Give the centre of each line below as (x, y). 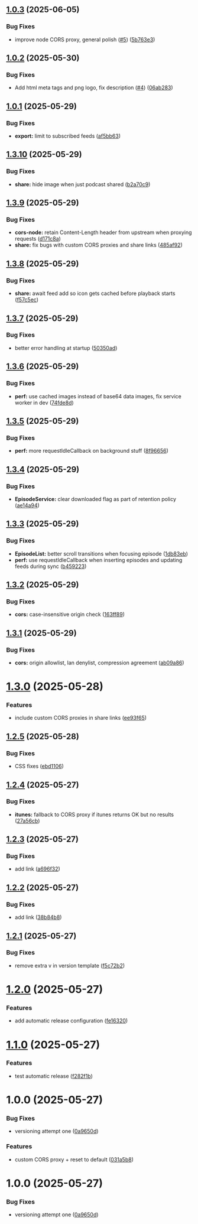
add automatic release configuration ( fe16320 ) (71, 1021)
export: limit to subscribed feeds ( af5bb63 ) (68, 136)
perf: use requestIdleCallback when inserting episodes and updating (98, 560)
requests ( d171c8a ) (38, 239)
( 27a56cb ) (27, 820)
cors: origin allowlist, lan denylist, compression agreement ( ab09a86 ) (99, 663)
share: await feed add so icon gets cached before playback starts (95, 293)
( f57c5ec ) (27, 300)
